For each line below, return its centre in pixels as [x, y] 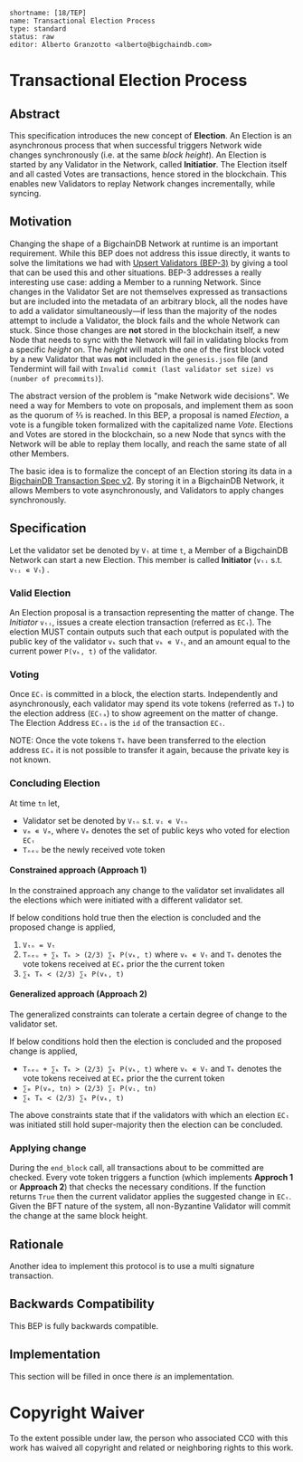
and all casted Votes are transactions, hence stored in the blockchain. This [148, 174]
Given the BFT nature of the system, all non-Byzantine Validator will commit [150, 1206]
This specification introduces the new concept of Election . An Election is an [151, 135]
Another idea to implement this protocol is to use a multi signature [132, 1266]
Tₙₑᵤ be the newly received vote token [94, 849]
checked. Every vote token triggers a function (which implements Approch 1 [151, 1178]
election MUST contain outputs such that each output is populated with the [149, 631]
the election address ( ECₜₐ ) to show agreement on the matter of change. [144, 713]
